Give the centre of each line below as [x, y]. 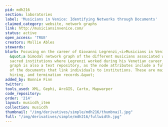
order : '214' [19, 98]
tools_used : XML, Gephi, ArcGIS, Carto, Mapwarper [59, 89]
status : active [21, 33]
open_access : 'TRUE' [27, 38]
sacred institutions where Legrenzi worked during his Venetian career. [87, 61]
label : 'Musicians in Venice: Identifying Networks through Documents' [81, 19]
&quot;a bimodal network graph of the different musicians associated [85, 56]
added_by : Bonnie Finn [29, 79]
